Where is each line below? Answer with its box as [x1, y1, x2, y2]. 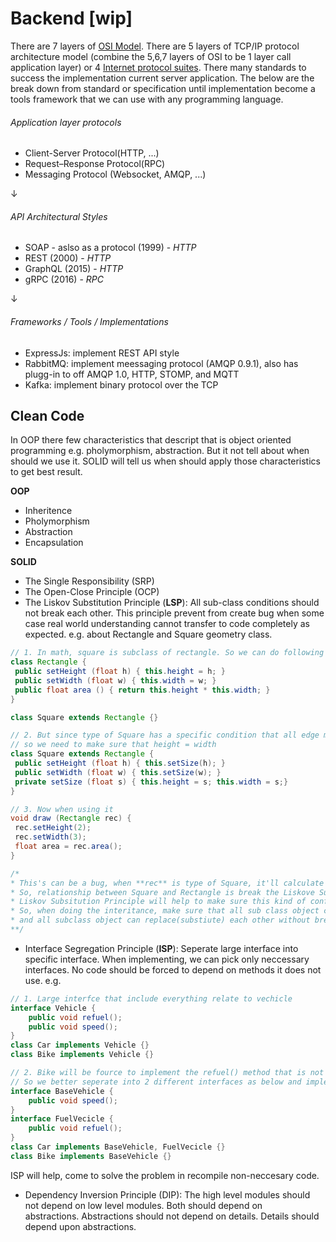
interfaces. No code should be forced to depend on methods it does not [24, 963, 322, 976]
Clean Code [10, 407, 85, 424]
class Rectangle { [10, 657, 87, 667]
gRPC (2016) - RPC [24, 273, 104, 286]
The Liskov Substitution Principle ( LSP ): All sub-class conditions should [24, 597, 320, 609]
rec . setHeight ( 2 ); [14, 823, 92, 833]
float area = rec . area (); [14, 842, 123, 852]
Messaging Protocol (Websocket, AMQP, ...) [24, 168, 207, 181]
